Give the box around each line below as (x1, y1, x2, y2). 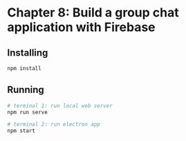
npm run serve (7, 109, 48, 116)
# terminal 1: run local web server (7, 102, 113, 109)
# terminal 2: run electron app (7, 121, 100, 128)
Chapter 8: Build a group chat (7, 5, 179, 21)
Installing (7, 47, 48, 58)
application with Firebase (7, 19, 156, 35)
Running (7, 84, 45, 96)
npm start (7, 127, 36, 135)
